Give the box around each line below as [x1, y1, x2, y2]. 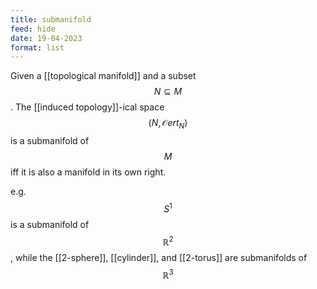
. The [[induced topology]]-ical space [10, 101, 165, 113]
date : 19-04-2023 [10, 33, 83, 43]
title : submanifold [10, 14, 92, 25]
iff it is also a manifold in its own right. [10, 166, 167, 178]
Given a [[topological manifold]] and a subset [10, 70, 197, 82]
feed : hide [10, 24, 56, 34]
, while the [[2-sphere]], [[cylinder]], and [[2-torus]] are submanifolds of [10, 252, 308, 264]
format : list [10, 42, 65, 53]
